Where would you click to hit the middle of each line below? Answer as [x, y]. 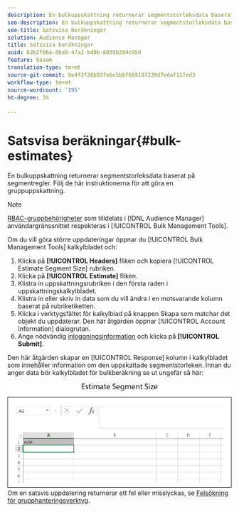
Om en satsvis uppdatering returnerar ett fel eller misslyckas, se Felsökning [118, 493]
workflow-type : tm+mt [39, 82]
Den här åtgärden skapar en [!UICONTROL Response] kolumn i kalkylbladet [118, 358]
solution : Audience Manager [49, 38]
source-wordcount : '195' [44, 90]
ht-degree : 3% [28, 97]
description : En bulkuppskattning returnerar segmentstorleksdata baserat [121, 15]
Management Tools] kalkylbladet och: [62, 247]
